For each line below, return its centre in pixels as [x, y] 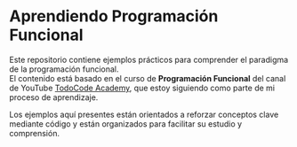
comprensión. [35, 133]
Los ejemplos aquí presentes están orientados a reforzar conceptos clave [144, 114]
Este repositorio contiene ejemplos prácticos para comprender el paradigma [149, 59]
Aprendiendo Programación [114, 16]
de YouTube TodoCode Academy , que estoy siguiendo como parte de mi [142, 88]
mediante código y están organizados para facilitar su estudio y [126, 124]
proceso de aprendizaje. [54, 97]
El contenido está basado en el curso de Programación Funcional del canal [148, 78]
